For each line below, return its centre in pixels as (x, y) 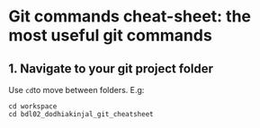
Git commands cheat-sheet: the (130, 17)
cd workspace (33, 107)
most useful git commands (110, 35)
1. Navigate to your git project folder (111, 68)
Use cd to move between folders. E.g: (76, 90)
